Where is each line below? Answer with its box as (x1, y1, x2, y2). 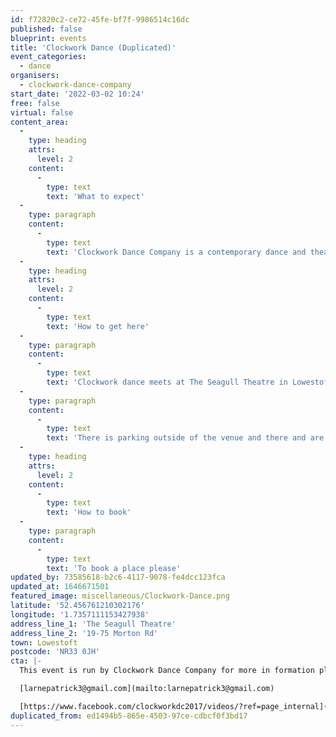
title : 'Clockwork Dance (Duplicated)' (10, 42, 177, 53)
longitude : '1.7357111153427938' (10, 609, 150, 620)
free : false (10, 98, 60, 108)
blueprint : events (10, 33, 87, 43)
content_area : (10, 117, 70, 127)
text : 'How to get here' (46, 321, 150, 331)
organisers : (10, 71, 60, 81)
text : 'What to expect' (46, 191, 145, 201)
